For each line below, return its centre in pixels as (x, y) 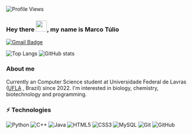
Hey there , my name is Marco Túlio (63, 29)
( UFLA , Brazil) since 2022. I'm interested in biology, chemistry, (82, 88)
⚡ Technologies (29, 110)
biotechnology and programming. (46, 94)
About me (21, 69)
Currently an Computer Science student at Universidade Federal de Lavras (96, 82)
